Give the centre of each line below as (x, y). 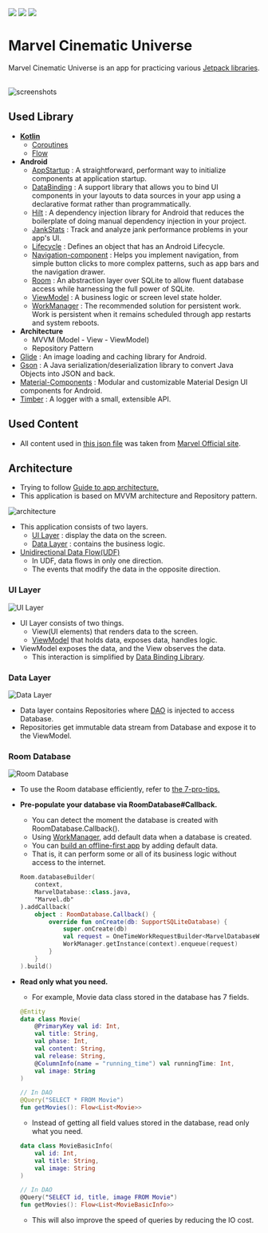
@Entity (32, 1012)
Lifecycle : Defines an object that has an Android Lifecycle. (128, 246)
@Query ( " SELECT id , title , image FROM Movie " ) (99, 1197)
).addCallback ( (45, 907)
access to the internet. (69, 863)
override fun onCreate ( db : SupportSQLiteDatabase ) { (138, 922)
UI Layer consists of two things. (72, 622)
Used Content (43, 424)
